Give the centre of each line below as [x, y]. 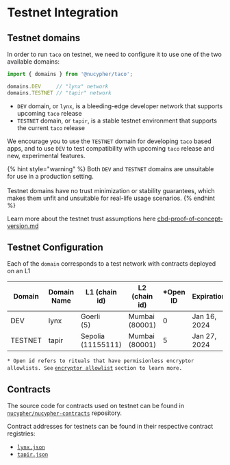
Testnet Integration [63, 13]
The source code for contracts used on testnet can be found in [96, 406]
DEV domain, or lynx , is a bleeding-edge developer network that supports [120, 106]
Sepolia [93, 336]
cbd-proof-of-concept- [190, 218]
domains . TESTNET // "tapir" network [59, 93]
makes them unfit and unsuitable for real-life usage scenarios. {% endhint [111, 198]
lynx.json [31, 448]
